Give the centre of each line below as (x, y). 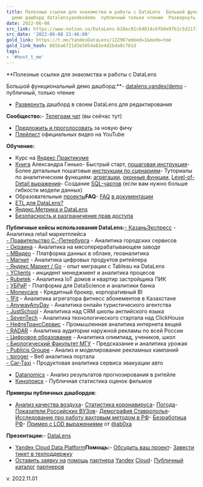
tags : (13, 52)
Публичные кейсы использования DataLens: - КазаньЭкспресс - (91, 227)
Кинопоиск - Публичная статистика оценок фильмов (83, 381)
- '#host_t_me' (25, 57)
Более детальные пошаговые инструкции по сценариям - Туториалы (104, 170)
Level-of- (183, 177)
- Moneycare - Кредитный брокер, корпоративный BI (75, 292)
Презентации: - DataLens (39, 435)
